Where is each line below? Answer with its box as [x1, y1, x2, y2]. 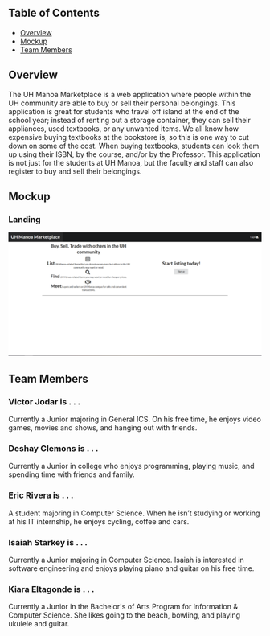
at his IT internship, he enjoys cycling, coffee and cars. [8, 516, 190, 526]
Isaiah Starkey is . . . [8, 536, 88, 548]
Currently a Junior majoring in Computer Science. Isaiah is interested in [8, 555, 245, 564]
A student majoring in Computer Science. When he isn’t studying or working [8, 508, 260, 518]
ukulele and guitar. [8, 619, 70, 629]
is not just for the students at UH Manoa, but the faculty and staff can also [8, 158, 254, 167]
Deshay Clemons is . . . [8, 443, 99, 454]
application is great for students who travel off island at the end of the [8, 106, 239, 116]
